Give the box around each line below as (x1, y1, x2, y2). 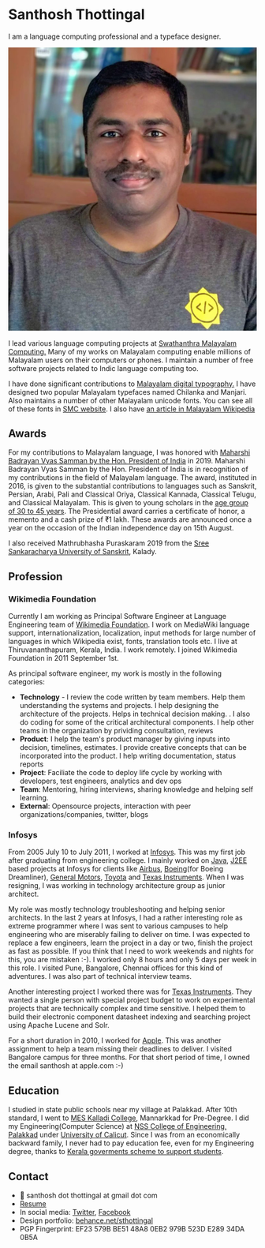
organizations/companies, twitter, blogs (19, 810, 148, 819)
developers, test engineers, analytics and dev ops (19, 776, 182, 785)
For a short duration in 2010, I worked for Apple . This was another (8, 1036, 222, 1045)
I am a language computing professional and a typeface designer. (8, 32, 222, 41)
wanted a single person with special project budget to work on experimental (8, 995, 256, 1005)
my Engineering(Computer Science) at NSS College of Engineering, (8, 1122, 227, 1131)
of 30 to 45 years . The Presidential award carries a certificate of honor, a (8, 507, 246, 516)
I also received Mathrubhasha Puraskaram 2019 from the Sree (8, 538, 210, 548)
